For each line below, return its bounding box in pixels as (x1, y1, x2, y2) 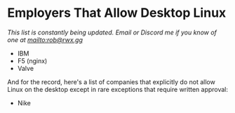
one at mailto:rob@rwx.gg (7, 35, 83, 44)
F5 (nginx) (17, 56, 48, 65)
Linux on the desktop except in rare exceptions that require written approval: (7, 85, 229, 93)
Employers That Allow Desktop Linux (7, 5, 227, 21)
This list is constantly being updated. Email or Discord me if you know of (7, 28, 217, 36)
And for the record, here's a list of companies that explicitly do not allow (7, 77, 215, 86)
